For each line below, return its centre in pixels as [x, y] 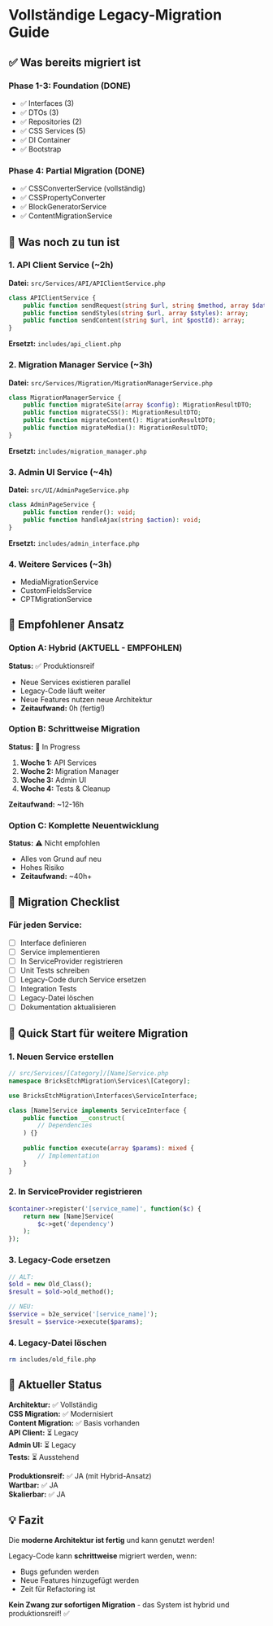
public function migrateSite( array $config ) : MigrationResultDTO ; [138, 405]
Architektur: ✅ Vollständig [53, 1404]
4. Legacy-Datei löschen [58, 1343]
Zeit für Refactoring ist [58, 1589]
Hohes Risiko [42, 868]
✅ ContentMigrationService [66, 216]
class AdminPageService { [52, 505]
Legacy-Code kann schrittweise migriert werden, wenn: [103, 1556]
